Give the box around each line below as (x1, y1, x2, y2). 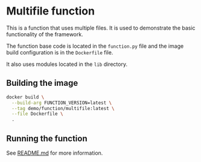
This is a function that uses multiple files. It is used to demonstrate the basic (6, 24, 196, 31)
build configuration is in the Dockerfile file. (6, 48, 113, 56)
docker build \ (6, 94, 45, 100)
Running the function (6, 133, 88, 143)
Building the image (6, 78, 78, 88)
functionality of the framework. (6, 30, 83, 37)
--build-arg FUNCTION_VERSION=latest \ (11, 100, 112, 106)
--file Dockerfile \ (11, 111, 63, 117)
